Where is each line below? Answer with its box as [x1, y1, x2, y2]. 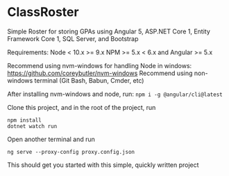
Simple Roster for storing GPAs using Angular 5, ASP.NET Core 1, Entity [7, 27, 210, 35]
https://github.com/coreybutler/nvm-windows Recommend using [7, 69, 193, 77]
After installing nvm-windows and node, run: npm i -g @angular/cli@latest [7, 90, 223, 98]
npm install [7, 116, 42, 124]
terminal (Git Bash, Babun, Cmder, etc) [34, 76, 144, 84]
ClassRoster [7, 4, 79, 20]
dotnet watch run [7, 122, 58, 129]
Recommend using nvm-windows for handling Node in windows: [7, 61, 192, 70]
